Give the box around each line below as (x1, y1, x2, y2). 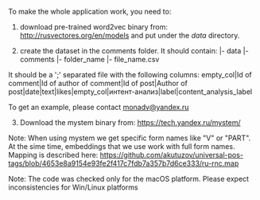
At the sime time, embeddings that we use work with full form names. (8, 142, 235, 151)
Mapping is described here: (8, 151, 99, 159)
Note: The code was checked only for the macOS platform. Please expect (8, 175, 249, 183)
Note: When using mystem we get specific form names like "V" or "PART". (8, 133, 251, 143)
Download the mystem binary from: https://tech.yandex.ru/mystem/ (19, 118, 241, 127)
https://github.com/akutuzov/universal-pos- (99, 151, 244, 159)
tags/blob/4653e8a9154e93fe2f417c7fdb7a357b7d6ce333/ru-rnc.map (8, 159, 239, 168)
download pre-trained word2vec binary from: (19, 22, 169, 31)
